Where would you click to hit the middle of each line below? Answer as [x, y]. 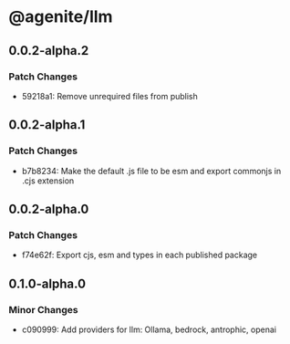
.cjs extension [48, 181]
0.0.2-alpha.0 [49, 208]
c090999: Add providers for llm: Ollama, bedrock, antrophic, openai [149, 329]
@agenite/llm [61, 17]
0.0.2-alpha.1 [47, 125]
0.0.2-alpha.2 [49, 51]
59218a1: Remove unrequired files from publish [109, 96]
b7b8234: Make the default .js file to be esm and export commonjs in [151, 171]
